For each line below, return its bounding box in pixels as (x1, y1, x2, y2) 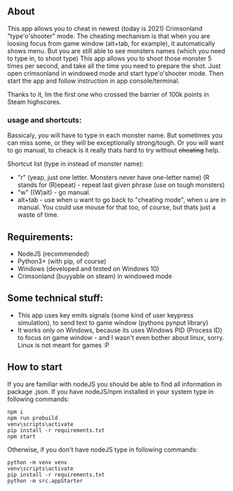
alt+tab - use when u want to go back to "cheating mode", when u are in (17, 196, 227, 204)
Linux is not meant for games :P (17, 341, 109, 349)
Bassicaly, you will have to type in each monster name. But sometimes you (7, 131, 223, 140)
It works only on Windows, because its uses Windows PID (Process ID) (17, 326, 222, 334)
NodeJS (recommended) (17, 249, 90, 258)
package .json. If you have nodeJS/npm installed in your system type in (7, 387, 214, 395)
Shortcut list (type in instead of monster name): (7, 159, 144, 168)
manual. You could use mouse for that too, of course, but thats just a (17, 203, 216, 211)
